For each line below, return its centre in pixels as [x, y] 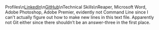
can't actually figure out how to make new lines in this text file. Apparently [79, 17]
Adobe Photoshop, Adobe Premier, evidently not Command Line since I [77, 12]
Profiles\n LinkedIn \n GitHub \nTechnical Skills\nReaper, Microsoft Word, [76, 7]
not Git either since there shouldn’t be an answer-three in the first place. [78, 22]
